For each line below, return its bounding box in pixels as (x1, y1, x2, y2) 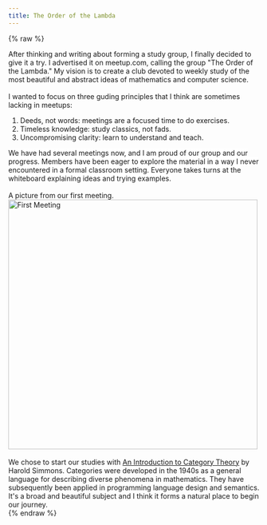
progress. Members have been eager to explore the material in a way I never (8, 157, 259, 166)
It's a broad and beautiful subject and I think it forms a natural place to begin (8, 491, 259, 500)
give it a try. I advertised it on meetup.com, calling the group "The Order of (8, 58, 253, 67)
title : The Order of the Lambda (8, 11, 116, 20)
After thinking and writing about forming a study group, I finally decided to (8, 49, 252, 58)
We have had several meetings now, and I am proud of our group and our (8, 148, 249, 157)
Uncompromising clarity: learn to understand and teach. (19, 133, 204, 142)
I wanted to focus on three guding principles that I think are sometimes (8, 91, 241, 101)
